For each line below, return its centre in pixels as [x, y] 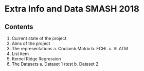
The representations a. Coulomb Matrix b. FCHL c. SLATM [70, 49]
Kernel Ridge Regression [36, 59]
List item [20, 54]
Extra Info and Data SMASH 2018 [72, 9]
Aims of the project [31, 43]
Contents [19, 27]
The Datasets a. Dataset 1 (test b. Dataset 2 [55, 64]
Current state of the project [39, 38]
